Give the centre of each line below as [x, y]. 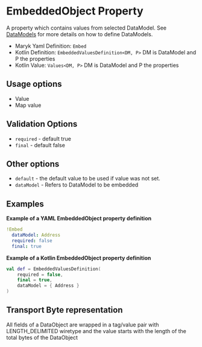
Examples [25, 204]
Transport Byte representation [65, 310]
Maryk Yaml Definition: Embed [51, 46]
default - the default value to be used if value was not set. [88, 179]
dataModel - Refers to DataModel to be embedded [77, 185]
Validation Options [42, 124]
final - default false [40, 145]
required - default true [43, 138]
